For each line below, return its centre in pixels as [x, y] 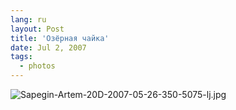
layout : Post [37, 29]
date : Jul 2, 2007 [48, 47]
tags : [21, 57]
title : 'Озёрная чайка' [60, 38]
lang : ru [28, 19]
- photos [37, 66]
